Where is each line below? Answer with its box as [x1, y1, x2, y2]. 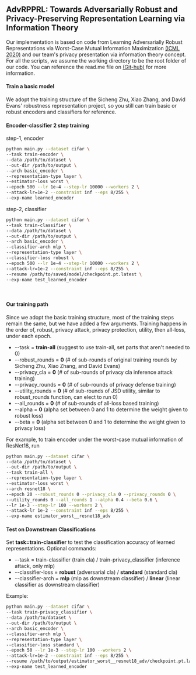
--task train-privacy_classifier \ [6, 609, 93, 615]
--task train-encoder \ [6, 151, 64, 157]
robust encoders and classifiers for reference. [6, 108, 117, 116]
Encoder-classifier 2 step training [6, 122, 89, 129]
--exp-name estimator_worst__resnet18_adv [6, 513, 111, 519]
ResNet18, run [6, 442, 40, 449]
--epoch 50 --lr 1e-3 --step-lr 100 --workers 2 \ [6, 648, 132, 653]
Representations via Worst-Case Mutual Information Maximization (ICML [6, 44, 180, 51]
